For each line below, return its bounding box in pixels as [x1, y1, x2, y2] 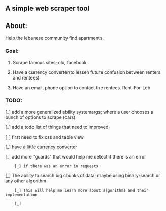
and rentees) [12, 74, 40, 81]
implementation [5, 192, 38, 197]
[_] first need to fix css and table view [5, 134, 84, 140]
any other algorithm [5, 178, 47, 184]
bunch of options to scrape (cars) [5, 114, 76, 120]
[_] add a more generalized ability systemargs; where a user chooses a [5, 109, 153, 115]
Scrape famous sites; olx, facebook [12, 59, 87, 65]
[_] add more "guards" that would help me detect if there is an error [5, 153, 146, 160]
